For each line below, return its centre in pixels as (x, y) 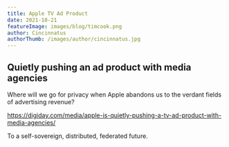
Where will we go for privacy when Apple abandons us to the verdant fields (114, 95)
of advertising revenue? (41, 101)
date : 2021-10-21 (32, 20)
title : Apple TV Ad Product (48, 13)
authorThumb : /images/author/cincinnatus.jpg (74, 39)
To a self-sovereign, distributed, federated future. (78, 136)
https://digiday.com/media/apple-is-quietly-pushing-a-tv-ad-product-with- (114, 115)
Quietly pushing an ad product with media (99, 67)
